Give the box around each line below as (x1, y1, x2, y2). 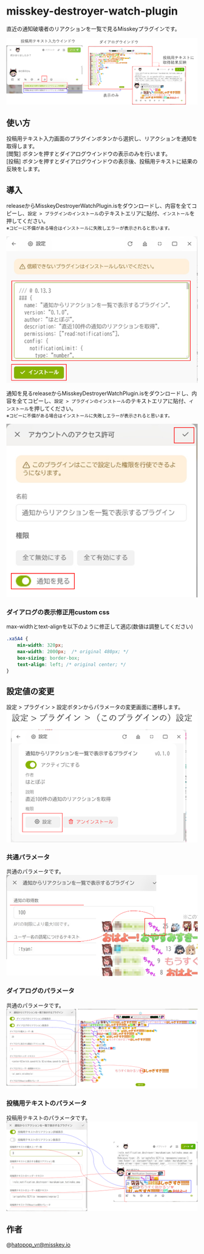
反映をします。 (6, 165, 44, 173)
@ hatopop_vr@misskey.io (6, 1241, 71, 1248)
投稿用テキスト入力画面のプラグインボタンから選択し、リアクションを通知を (6, 135, 197, 142)
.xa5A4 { (6, 636, 29, 642)
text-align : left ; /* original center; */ (17, 661, 126, 668)
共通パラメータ (6, 852, 50, 861)
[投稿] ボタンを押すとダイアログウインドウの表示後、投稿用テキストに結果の (6, 158, 198, 165)
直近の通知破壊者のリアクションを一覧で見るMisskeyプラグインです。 (6, 25, 180, 32)
